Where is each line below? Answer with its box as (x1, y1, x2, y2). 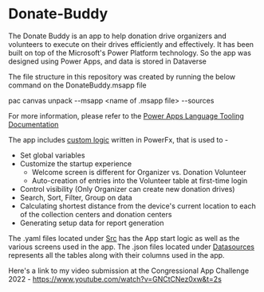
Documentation (8, 119, 59, 129)
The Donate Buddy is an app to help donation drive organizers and (8, 31, 227, 41)
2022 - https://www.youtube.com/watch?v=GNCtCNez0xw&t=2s (8, 274, 222, 283)
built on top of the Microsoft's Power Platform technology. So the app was (8, 48, 251, 57)
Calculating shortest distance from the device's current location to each (19, 201, 257, 211)
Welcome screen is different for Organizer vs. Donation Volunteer (31, 167, 247, 177)
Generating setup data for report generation (19, 218, 165, 228)
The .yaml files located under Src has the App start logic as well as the (8, 233, 240, 243)
